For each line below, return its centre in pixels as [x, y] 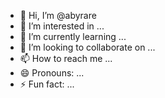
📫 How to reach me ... [66, 58]
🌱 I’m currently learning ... [73, 36]
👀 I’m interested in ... [62, 26]
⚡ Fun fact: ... [47, 84]
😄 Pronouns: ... [52, 73]
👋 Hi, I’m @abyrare [58, 15]
